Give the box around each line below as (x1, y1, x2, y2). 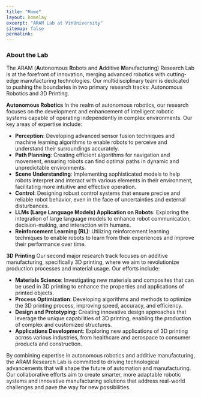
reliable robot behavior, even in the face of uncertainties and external (14, 196, 186, 203)
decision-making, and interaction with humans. (14, 221, 131, 228)
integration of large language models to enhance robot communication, (14, 215, 191, 222)
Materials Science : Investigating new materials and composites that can (14, 276, 194, 284)
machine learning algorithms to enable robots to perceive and (14, 139, 167, 146)
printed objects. (14, 289, 54, 297)
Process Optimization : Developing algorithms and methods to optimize (14, 296, 191, 303)
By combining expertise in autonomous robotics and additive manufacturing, (6, 352, 196, 359)
